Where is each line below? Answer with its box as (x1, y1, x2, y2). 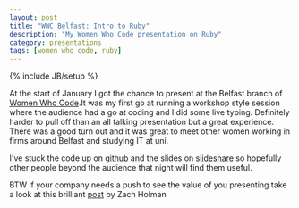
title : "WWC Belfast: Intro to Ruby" (9, 21, 150, 30)
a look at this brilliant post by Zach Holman (9, 189, 167, 200)
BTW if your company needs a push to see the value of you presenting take (9, 179, 287, 190)
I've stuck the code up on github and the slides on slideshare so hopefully (9, 153, 282, 163)
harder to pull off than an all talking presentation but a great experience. (9, 117, 275, 128)
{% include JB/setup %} (9, 71, 98, 81)
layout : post (9, 12, 58, 22)
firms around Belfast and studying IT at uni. (9, 136, 169, 146)
